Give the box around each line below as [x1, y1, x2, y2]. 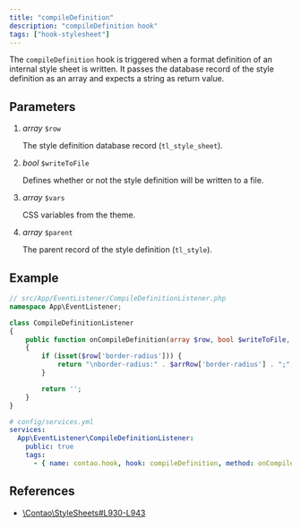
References [9, 484, 75, 499]
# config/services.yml [9, 417, 94, 426]
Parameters [9, 99, 76, 115]
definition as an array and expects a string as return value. [9, 73, 225, 84]
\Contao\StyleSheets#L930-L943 [21, 507, 146, 518]
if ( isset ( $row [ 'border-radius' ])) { [41, 352, 182, 361]
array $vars [21, 192, 65, 203]
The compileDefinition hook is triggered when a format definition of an [9, 55, 273, 65]
